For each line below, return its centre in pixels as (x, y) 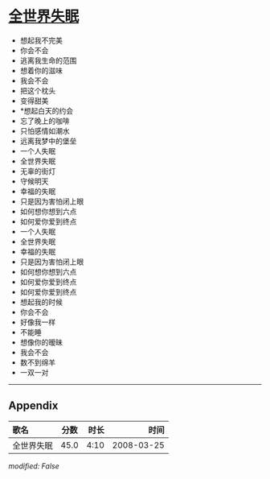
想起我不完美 (41, 40)
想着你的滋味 (41, 70)
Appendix (33, 406)
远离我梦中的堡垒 (48, 141)
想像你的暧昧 (41, 342)
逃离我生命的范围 (48, 60)
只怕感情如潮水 (45, 130)
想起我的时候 (41, 302)
